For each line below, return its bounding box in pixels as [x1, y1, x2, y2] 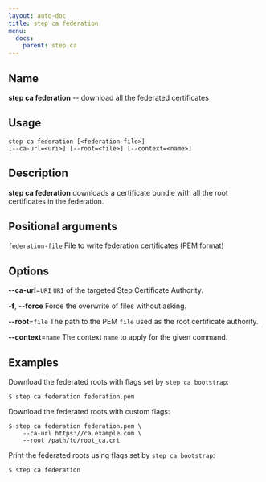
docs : [15, 34, 35, 43]
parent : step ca [23, 42, 78, 50]
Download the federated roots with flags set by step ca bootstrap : [8, 377, 229, 386]
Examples [8, 356, 59, 369]
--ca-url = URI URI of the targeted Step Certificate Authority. [8, 286, 203, 295]
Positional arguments [8, 219, 118, 233]
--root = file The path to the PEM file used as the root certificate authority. [8, 317, 259, 327]
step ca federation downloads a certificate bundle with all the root [8, 187, 229, 197]
